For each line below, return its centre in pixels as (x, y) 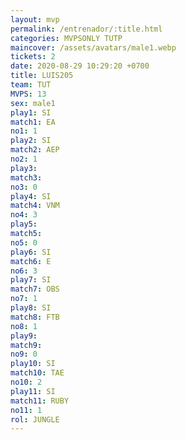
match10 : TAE (37, 373)
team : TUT (31, 85)
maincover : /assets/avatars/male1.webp (93, 47)
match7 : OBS (35, 289)
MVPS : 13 (28, 94)
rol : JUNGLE (35, 419)
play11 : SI (33, 391)
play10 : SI (33, 364)
